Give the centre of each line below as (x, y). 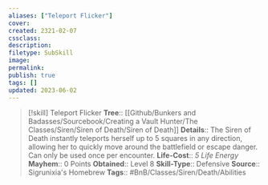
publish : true (32, 75)
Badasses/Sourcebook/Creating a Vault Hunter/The (113, 122)
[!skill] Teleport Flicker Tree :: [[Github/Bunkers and (112, 113)
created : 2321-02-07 (43, 30)
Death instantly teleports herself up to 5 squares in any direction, (135, 139)
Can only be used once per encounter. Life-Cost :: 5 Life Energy (133, 155)
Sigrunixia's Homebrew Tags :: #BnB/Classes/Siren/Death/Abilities (137, 172)
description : (30, 46)
